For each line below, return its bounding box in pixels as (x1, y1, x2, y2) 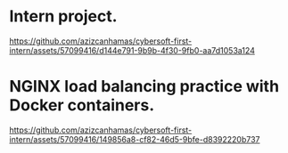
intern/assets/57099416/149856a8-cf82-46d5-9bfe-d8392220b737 (9, 133, 260, 144)
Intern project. (9, 6, 118, 27)
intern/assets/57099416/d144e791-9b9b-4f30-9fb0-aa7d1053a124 (9, 44, 256, 55)
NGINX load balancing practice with (9, 76, 279, 97)
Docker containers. (9, 95, 155, 116)
